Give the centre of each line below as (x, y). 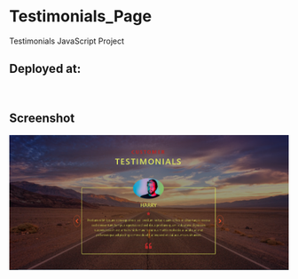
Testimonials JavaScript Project (67, 41)
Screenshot (42, 119)
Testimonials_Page (81, 16)
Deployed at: (45, 69)
